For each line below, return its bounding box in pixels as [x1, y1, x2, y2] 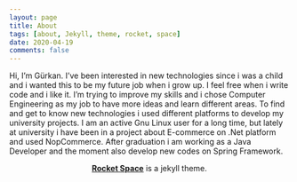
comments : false [9, 46, 69, 55]
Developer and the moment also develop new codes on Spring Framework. [9, 146, 284, 156]
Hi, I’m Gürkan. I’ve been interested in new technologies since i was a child [9, 70, 283, 81]
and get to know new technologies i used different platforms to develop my [9, 108, 285, 119]
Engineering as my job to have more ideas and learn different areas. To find [9, 99, 285, 109]
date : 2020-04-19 [9, 37, 74, 47]
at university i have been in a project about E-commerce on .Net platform [9, 127, 277, 138]
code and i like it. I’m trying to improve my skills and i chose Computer [9, 90, 266, 100]
